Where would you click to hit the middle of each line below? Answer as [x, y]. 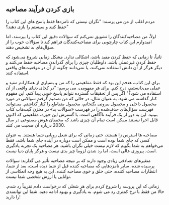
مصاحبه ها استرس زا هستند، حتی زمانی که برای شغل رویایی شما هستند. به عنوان [81, 135]
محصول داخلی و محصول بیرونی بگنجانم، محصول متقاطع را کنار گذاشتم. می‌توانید [81, 104]
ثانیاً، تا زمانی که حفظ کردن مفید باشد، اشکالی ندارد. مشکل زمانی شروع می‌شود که [84, 57]
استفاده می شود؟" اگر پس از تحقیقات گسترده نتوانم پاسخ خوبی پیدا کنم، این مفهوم [83, 93]
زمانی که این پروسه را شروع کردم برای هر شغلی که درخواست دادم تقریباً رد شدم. [82, 186]
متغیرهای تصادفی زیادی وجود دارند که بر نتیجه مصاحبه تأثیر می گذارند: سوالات [78, 160]
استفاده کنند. [18, 73]
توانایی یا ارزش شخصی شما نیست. [39, 176]
